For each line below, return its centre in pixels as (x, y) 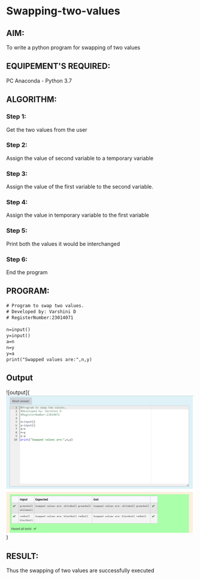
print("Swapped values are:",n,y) (49, 359)
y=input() (19, 335)
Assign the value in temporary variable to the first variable (78, 215)
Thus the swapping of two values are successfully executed (80, 570)
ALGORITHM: (31, 100)
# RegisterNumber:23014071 (40, 318)
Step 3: (17, 174)
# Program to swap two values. (45, 306)
